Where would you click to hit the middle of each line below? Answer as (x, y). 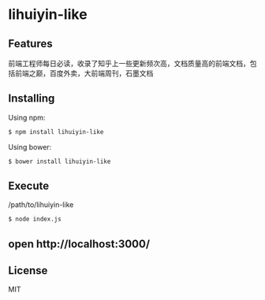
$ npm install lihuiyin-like (56, 131)
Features (30, 44)
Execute (29, 185)
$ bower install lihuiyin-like (60, 161)
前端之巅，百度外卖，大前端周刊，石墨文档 (84, 73)
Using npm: (27, 117)
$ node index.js (35, 219)
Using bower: (30, 146)
